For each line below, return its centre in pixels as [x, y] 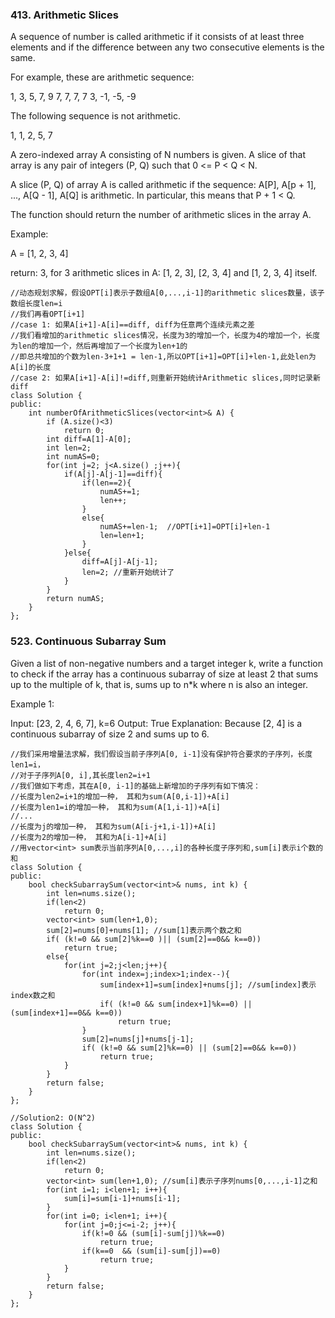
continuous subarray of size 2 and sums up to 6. [110, 734]
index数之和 [33, 995]
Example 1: [32, 704]
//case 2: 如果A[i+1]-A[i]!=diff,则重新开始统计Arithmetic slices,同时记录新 [165, 378]
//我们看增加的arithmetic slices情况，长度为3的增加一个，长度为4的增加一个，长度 [165, 336]
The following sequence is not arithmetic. [95, 116]
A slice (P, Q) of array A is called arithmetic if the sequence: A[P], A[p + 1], [163, 185]
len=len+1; [122, 536]
